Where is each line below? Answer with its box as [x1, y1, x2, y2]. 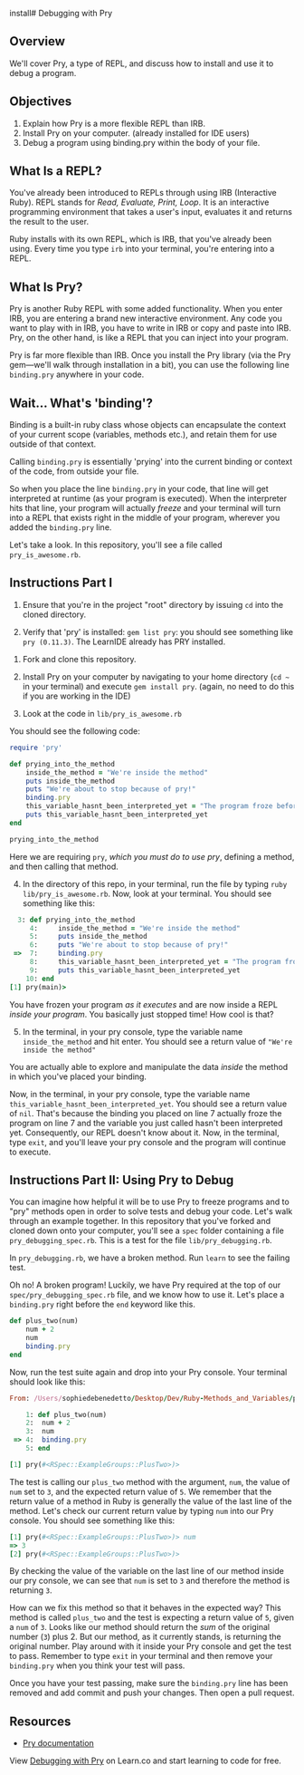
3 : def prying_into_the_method [17, 915, 136, 924]
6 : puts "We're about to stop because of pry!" [29, 941, 229, 950]
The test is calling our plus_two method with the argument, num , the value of [9, 1476, 290, 1487]
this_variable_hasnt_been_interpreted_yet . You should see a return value [9, 1098, 288, 1109]
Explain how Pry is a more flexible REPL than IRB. [22, 118, 206, 129]
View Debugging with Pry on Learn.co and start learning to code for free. [9, 1755, 282, 1766]
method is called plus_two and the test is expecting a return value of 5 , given [9, 1612, 295, 1623]
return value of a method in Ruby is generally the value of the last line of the [9, 1495, 292, 1507]
